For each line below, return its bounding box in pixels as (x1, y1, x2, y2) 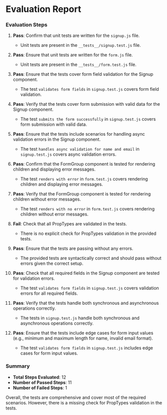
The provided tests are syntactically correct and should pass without (20, 255, 162, 261)
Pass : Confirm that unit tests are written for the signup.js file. (12, 32, 140, 38)
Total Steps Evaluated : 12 (12, 374, 66, 380)
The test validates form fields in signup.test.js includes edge (20, 345, 154, 351)
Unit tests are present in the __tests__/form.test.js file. (20, 61, 137, 68)
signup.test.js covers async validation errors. (20, 151, 117, 158)
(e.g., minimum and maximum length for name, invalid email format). (12, 335, 154, 341)
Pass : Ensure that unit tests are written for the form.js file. (12, 52, 133, 58)
